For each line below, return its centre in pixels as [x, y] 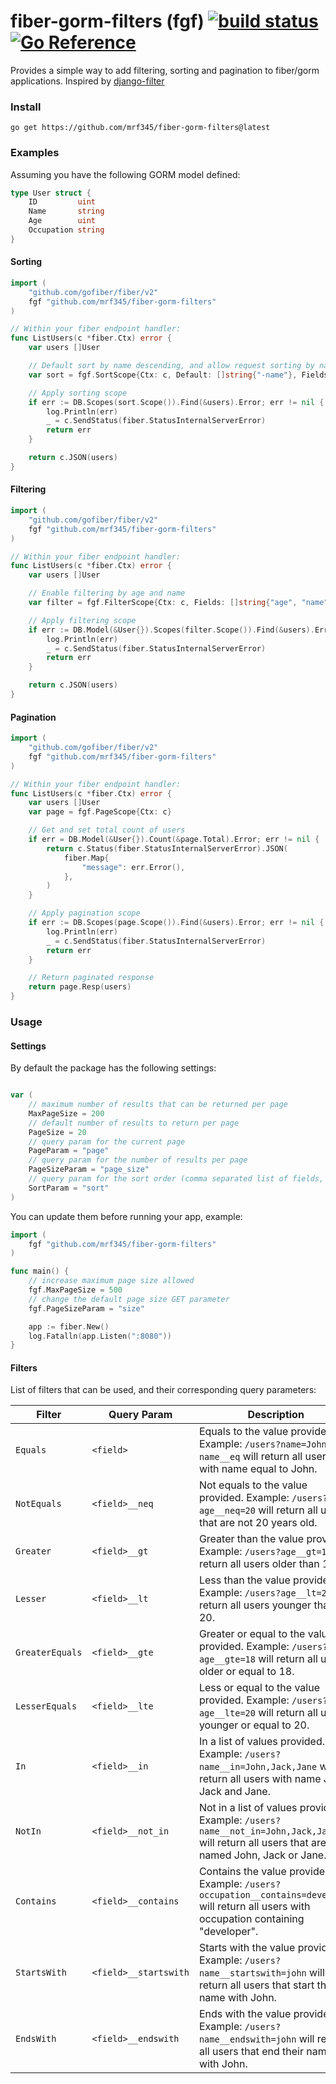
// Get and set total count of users [107, 830]
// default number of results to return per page [134, 1123]
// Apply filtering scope [82, 620]
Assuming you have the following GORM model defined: [125, 174]
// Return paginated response [91, 978]
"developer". [228, 1932]
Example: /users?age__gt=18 [265, 1552]
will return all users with [254, 1907]
